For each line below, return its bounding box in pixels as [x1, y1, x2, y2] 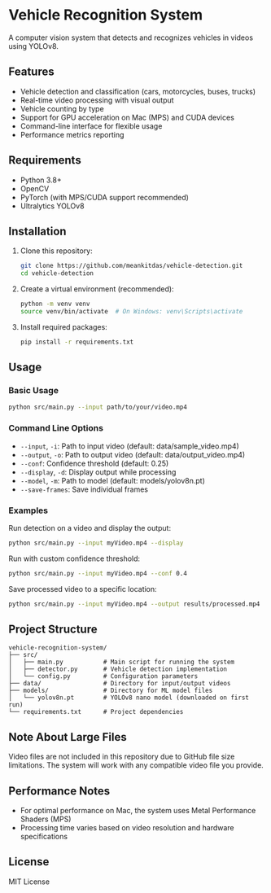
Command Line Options [8, 422, 104, 434]
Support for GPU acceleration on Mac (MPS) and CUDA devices [20, 112, 234, 122]
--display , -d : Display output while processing [20, 466, 177, 477]
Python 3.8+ [20, 175, 63, 185]
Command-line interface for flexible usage [20, 120, 163, 131]
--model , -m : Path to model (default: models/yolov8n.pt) [20, 475, 206, 485]
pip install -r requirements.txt [20, 338, 134, 346]
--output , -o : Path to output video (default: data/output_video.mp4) [20, 449, 246, 459]
